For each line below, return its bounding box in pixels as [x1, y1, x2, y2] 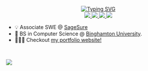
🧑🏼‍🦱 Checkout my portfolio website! [14, 37, 102, 43]
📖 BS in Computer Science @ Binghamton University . [14, 30, 142, 37]
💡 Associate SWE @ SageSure [14, 24, 88, 30]
